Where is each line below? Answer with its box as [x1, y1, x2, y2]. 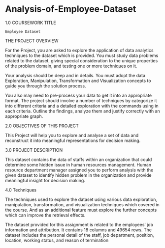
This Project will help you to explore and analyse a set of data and [5, 132, 139, 138]
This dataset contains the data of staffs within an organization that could [5, 156, 152, 163]
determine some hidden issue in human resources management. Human [5, 162, 152, 167]
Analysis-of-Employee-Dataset [5, 3, 136, 15]
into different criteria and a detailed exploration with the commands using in [5, 103, 159, 109]
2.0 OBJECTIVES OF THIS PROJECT [5, 123, 79, 129]
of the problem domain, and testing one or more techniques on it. [5, 63, 137, 69]
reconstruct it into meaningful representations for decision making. [5, 138, 141, 143]
